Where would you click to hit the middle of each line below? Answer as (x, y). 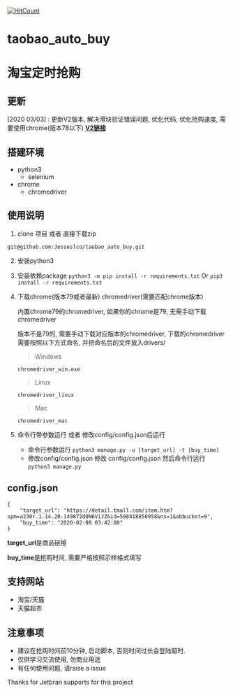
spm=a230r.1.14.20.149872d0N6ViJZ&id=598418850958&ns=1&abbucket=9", (111, 516)
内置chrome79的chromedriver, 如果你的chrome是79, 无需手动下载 (112, 311)
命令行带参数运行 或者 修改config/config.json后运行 (91, 434)
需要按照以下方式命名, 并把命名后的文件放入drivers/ (91, 342)
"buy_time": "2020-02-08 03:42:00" (72, 522)
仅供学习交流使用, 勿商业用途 (59, 659)
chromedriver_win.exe (48, 369)
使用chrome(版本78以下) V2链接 (59, 128)
